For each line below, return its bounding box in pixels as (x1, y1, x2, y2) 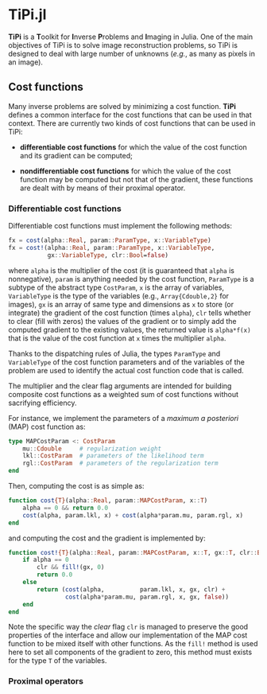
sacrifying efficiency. (8, 398, 77, 407)
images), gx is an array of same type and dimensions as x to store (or (8, 299, 234, 309)
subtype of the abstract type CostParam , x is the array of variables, (8, 283, 225, 292)
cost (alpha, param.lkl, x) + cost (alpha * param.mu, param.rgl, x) (22, 511, 244, 519)
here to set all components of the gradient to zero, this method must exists (8, 647, 253, 657)
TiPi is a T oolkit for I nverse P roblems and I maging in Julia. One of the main (8, 32, 253, 41)
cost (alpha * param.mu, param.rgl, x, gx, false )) (64, 593, 229, 601)
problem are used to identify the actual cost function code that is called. (8, 365, 244, 375)
